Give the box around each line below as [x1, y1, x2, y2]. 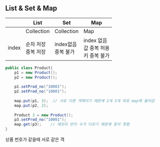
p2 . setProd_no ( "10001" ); [14, 89, 67, 94]
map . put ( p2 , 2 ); [14, 103, 49, 108]
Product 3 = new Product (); [14, 113, 73, 118]
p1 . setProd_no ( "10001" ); [14, 84, 67, 89]
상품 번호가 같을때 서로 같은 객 [5, 136, 65, 142]
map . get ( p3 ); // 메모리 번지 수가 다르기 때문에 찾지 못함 [14, 122, 130, 127]
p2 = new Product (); [14, 75, 58, 80]
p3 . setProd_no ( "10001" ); [14, 117, 67, 122]
